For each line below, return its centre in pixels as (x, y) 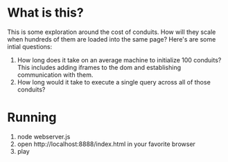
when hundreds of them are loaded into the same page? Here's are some (112, 39)
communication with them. (55, 75)
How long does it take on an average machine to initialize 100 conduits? (119, 60)
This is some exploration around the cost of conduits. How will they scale (112, 32)
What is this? (46, 13)
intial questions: (30, 46)
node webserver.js (44, 136)
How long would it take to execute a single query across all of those (114, 82)
